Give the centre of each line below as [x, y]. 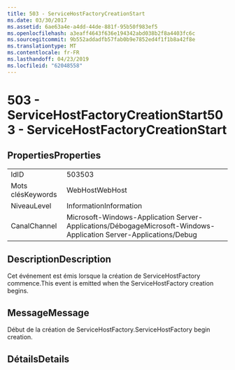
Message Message [48, 312]
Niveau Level [31, 205]
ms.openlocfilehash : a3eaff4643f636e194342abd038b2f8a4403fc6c [101, 33]
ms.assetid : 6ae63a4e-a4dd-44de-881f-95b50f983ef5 [83, 27]
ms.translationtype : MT [42, 46]
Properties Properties [54, 155]
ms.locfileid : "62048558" [45, 66]
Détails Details [38, 359]
